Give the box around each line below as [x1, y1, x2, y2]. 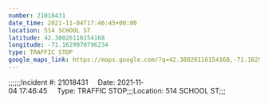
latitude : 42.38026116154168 [8, 33, 105, 42]
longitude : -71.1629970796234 [8, 41, 109, 49]
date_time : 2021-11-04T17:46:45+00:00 [8, 19, 137, 27]
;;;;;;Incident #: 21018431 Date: [8, 77, 116, 87]
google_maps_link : [8, 56, 69, 64]
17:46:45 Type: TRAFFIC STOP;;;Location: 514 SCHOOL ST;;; [18, 86, 226, 95]
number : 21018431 [8, 11, 66, 20]
